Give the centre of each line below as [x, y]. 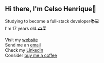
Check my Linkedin [24, 50]
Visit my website [21, 40]
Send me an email [23, 45]
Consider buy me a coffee [31, 55]
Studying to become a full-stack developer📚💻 [52, 21]
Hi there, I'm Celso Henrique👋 [51, 9]
